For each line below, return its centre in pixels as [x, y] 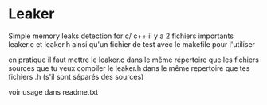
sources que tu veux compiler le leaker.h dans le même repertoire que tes [129, 68]
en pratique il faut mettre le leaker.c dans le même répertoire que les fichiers [133, 60]
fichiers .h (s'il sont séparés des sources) [76, 76]
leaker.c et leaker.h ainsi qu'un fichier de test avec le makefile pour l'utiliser [132, 44]
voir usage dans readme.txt [53, 91]
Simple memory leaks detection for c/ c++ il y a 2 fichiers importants [121, 36]
